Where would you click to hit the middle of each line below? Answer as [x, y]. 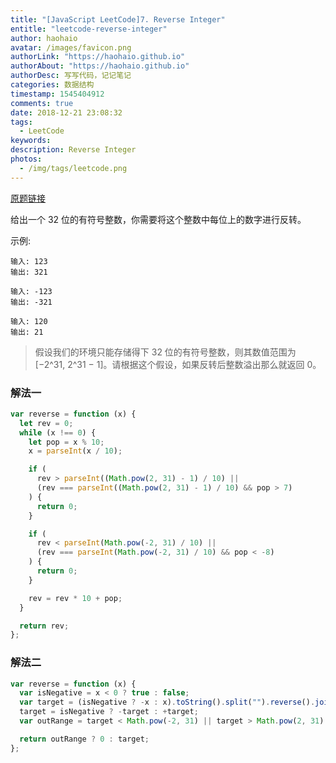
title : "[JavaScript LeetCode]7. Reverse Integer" [118, 19]
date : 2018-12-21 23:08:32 [66, 112]
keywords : [31, 141]
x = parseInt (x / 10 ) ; [75, 451]
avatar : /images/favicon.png [71, 47]
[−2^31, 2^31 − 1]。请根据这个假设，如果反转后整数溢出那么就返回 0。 [178, 364]
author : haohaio [44, 38]
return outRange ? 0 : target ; [84, 739]
